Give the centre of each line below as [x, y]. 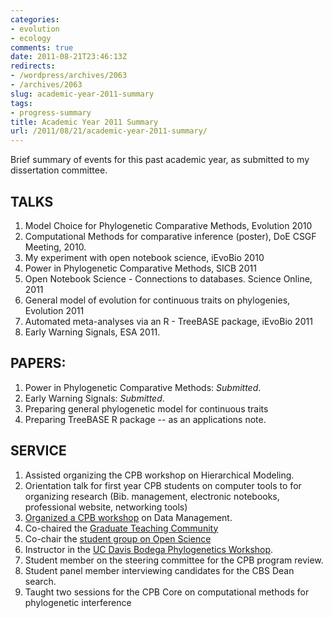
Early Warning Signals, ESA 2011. [92, 332]
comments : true [42, 47]
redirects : [33, 66]
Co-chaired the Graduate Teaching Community [121, 528]
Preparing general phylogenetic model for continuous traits [146, 408]
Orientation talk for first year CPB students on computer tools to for [163, 485]
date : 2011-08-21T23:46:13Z [69, 57]
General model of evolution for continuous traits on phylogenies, [157, 300]
